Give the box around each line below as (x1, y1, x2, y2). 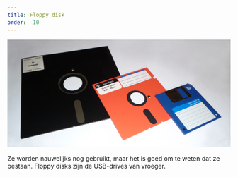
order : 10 (7, 18, 40, 26)
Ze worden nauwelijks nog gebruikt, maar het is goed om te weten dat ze (7, 154, 220, 163)
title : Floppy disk (7, 11, 65, 18)
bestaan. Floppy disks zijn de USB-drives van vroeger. (7, 162, 166, 171)
